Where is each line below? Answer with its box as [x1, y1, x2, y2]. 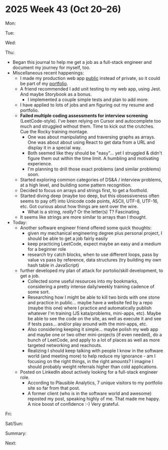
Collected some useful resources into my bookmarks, [27, 278, 138, 284]
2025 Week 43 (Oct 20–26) [5, 4, 122, 15]
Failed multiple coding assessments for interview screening [20, 112, 148, 119]
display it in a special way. [27, 144, 82, 150]
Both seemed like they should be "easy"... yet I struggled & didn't [27, 150, 162, 156]
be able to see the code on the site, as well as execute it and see [27, 315, 162, 321]
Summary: [5, 430, 27, 436]
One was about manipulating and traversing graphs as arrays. [27, 134, 155, 140]
